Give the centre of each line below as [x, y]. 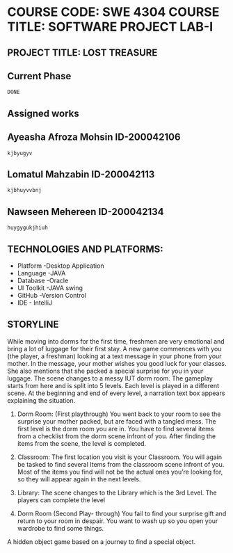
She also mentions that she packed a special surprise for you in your [105, 371]
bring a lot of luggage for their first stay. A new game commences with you [114, 348]
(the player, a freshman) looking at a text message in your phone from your [114, 356]
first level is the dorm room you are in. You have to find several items [115, 428]
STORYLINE [33, 324]
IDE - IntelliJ [35, 303]
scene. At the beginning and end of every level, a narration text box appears [116, 393]
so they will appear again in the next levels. [79, 479]
